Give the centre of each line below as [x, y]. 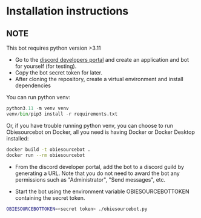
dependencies [33, 85]
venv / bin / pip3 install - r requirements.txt [62, 114]
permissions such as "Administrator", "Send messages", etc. [90, 179]
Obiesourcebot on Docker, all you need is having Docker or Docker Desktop [100, 132]
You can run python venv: [38, 97]
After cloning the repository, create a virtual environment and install [99, 79]
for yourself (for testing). [46, 66]
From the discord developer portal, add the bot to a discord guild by [100, 167]
